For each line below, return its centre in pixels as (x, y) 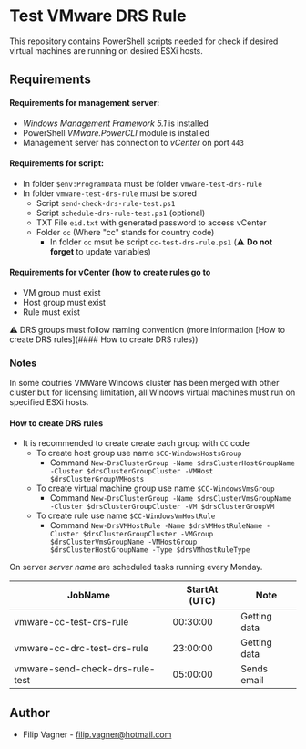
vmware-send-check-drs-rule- (85, 669)
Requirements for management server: (85, 102)
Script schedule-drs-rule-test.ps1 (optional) (121, 213)
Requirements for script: (57, 163)
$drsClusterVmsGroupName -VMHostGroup (123, 542)
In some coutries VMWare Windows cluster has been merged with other (144, 383)
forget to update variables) (101, 251)
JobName (89, 596)
